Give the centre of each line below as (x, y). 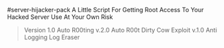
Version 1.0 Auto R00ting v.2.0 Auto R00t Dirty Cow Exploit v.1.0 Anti (121, 30)
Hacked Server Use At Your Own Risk (60, 17)
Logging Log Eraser (52, 37)
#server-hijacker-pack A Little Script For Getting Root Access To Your (105, 10)
